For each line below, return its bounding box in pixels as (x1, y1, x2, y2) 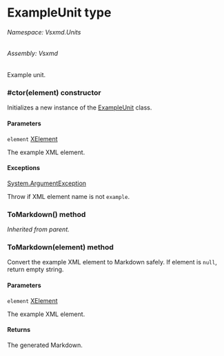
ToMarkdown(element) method (7, 242, 114, 252)
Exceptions (7, 164, 40, 172)
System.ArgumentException (7, 179, 87, 187)
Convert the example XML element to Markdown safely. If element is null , (7, 258, 217, 266)
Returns (7, 326, 31, 334)
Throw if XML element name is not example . (7, 192, 130, 200)
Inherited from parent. (7, 225, 70, 233)
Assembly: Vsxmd (7, 50, 59, 58)
